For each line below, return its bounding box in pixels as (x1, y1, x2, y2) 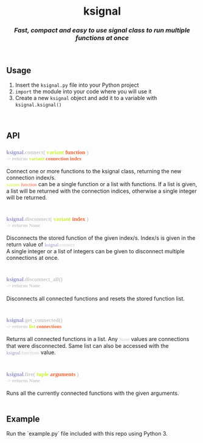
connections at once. (6, 254, 60, 262)
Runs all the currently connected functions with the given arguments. (6, 389, 179, 397)
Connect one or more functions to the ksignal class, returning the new (6, 167, 182, 175)
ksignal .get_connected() (6, 316, 63, 323)
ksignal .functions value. (6, 348, 56, 356)
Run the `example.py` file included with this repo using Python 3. (6, 430, 168, 437)
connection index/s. (6, 174, 56, 181)
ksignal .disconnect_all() (6, 276, 63, 283)
